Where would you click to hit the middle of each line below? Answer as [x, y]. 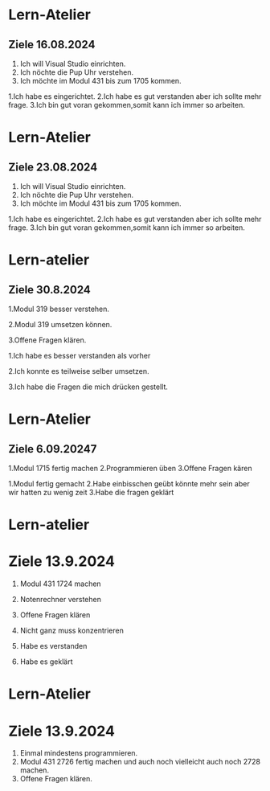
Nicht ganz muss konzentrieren [72, 631]
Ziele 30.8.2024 [49, 290]
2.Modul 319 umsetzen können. [60, 324]
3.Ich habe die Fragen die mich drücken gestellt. [88, 387]
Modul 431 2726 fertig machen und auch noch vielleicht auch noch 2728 [140, 762]
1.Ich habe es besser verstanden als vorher [80, 356]
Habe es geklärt [46, 662]
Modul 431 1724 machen [61, 584]
